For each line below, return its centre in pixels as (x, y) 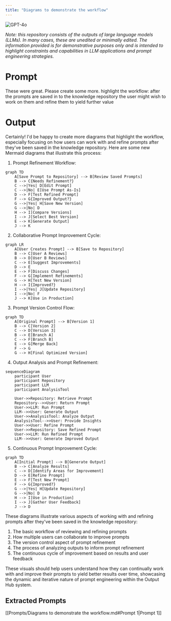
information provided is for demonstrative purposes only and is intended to (84, 45)
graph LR (15, 245)
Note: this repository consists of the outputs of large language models (79, 34)
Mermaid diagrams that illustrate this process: (54, 153)
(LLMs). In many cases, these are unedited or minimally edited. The (76, 40)
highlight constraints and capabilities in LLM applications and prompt (78, 51)
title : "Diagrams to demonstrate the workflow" (57, 10)
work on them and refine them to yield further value (59, 102)
